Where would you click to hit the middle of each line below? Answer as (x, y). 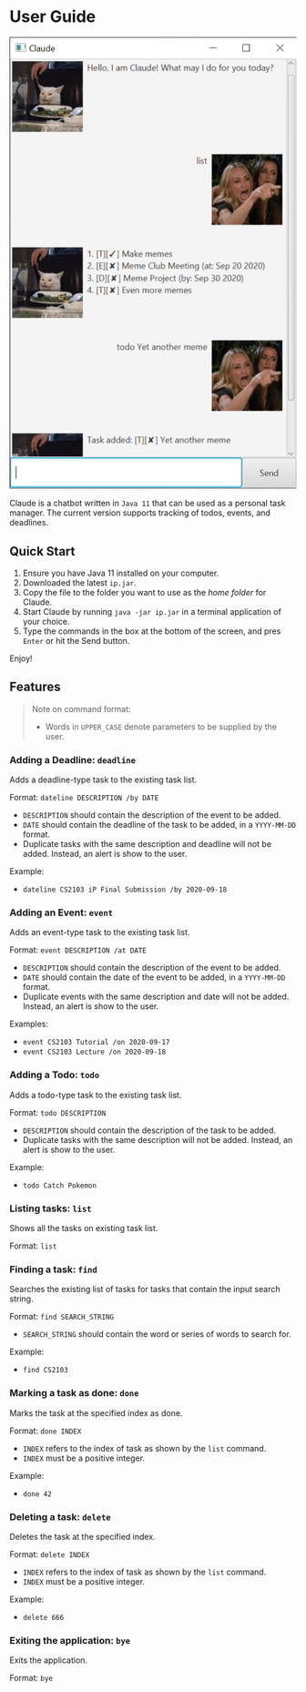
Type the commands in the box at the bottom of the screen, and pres (152, 631)
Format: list (33, 1246)
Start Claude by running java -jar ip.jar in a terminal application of (152, 612)
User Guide (53, 17)
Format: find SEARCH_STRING (62, 1317)
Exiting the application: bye (70, 1640)
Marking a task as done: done (74, 1393)
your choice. (46, 622)
